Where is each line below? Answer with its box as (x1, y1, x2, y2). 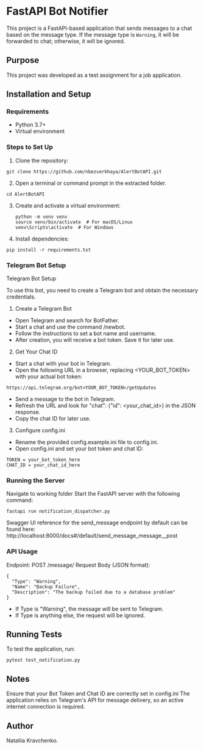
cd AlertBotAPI (6, 191, 45, 197)
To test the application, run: (6, 645, 75, 653)
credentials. (6, 293, 36, 300)
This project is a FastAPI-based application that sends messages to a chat (6, 24, 192, 32)
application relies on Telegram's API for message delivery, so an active (6, 697, 184, 704)
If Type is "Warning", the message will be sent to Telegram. (15, 605, 164, 612)
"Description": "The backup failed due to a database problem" (12, 589, 175, 595)
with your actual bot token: (15, 373, 82, 380)
